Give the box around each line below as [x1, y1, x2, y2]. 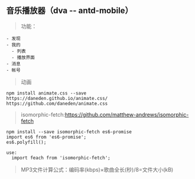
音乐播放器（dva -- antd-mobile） [6, 5, 133, 16]
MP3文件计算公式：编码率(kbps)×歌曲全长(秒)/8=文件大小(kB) [20, 166, 174, 173]
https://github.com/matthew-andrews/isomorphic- [64, 111, 189, 118]
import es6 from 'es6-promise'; [6, 134, 86, 140]
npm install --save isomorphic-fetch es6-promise [6, 128, 132, 135]
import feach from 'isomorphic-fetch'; [11, 155, 111, 161]
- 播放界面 [11, 54, 35, 61]
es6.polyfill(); [6, 139, 47, 145]
